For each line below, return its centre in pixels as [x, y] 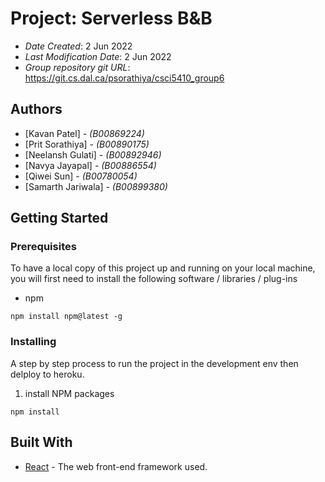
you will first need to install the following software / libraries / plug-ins [154, 279]
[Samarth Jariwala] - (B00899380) [96, 186]
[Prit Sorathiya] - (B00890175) [87, 144]
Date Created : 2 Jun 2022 [78, 46]
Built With [41, 442]
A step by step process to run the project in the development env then [154, 363]
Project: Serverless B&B [111, 18]
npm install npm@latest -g [66, 317]
